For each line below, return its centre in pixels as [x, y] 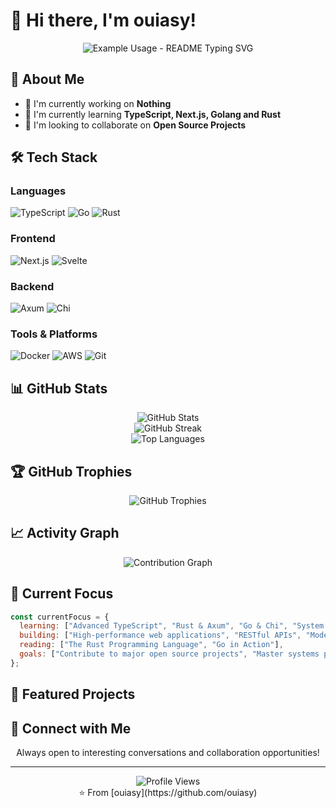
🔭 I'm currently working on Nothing [98, 103]
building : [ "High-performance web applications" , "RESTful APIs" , [160, 635]
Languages [38, 191]
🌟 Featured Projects [73, 694]
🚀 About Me [47, 79]
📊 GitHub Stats [59, 388]
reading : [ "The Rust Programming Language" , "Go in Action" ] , [151, 645]
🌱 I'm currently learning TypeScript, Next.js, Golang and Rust [153, 114]
